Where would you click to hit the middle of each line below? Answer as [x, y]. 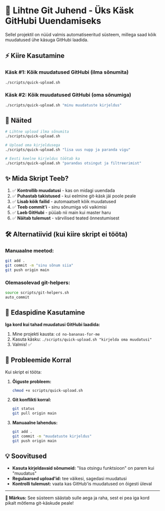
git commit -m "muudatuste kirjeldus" [52, 436]
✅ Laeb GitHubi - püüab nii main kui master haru [62, 212]
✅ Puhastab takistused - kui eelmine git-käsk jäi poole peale [74, 196]
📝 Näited [18, 121]
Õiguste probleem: [32, 381]
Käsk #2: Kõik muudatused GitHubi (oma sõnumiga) [68, 95]
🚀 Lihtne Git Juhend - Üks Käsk [69, 11]
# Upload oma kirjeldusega [33, 145]
